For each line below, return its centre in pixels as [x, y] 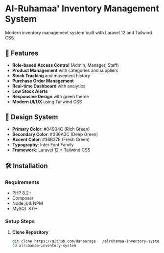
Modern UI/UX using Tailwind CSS [47, 102]
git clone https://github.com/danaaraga [54, 241]
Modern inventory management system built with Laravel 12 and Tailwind [79, 32]
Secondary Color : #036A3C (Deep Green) [55, 134]
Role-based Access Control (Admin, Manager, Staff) [65, 65]
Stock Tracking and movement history [51, 75]
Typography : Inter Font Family [43, 144]
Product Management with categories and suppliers [65, 70]
